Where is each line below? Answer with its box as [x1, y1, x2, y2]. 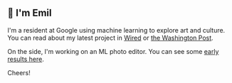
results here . [7, 55, 44, 63]
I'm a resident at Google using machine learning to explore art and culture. [7, 26, 226, 34]
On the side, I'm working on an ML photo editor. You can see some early [7, 47, 219, 55]
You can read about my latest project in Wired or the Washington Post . [7, 33, 213, 42]
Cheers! [7, 68, 31, 77]
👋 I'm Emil [7, 7, 52, 19]
